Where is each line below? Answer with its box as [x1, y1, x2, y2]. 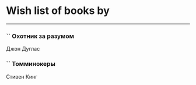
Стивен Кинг [6, 73, 38, 80]
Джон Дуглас [6, 45, 40, 52]
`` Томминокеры [6, 60, 55, 68]
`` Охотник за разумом [6, 32, 75, 40]
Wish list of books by [6, 4, 110, 17]
